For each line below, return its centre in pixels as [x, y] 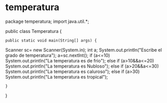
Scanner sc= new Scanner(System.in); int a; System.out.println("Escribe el [84, 50]
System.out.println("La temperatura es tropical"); [57, 77]
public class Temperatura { [34, 31]
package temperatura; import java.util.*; [47, 21]
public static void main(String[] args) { [51, 40]
